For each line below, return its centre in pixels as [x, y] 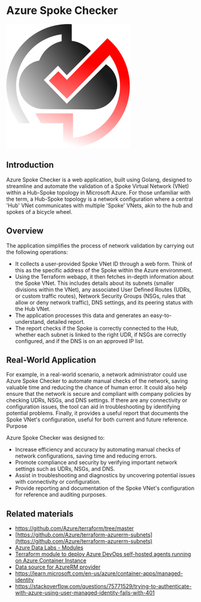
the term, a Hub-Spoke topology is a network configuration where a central [100, 199]
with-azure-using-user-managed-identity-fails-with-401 [85, 593]
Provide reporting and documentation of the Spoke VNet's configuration [105, 488]
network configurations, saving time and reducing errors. [86, 456]
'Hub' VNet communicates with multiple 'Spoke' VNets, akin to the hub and [100, 205]
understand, [30, 321]
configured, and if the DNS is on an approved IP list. [79, 341]
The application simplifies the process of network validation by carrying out [100, 246]
